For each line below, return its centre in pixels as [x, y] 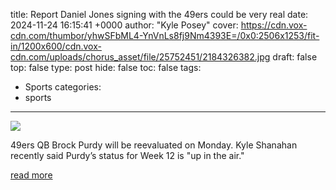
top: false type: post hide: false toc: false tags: [106, 67]
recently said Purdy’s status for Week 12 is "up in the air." [127, 155]
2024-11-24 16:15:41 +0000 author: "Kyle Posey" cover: [124, 25]
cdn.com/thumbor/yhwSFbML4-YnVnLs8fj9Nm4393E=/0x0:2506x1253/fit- [165, 35]
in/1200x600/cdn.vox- [56, 46]
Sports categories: [63, 87]
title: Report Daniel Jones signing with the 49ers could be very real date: [159, 14]
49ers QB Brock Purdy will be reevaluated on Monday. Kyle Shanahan [154, 145]
